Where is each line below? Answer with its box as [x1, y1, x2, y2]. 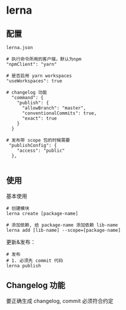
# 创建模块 [6, 205, 30, 211]
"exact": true [21, 116, 58, 122]
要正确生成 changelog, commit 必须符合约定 [6, 297, 114, 304]
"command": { [11, 95, 44, 101]
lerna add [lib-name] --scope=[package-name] [6, 227, 121, 233]
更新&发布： [6, 238, 36, 245]
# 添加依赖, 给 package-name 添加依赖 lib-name [6, 222, 118, 228]
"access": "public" [17, 148, 65, 154]
